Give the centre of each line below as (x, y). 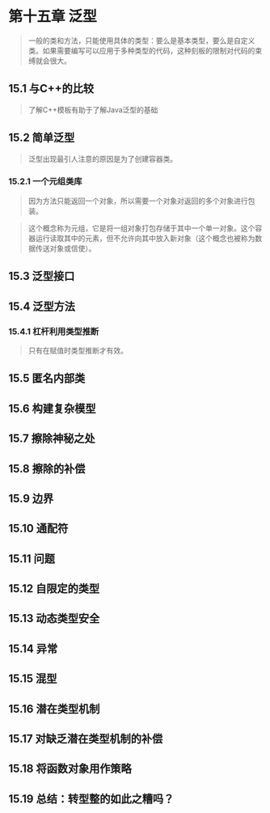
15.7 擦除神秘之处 (52, 439)
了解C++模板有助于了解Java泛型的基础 (93, 109)
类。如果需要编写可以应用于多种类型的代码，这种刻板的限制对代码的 (141, 50)
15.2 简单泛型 (42, 138)
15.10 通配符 (38, 529)
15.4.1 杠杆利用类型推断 (54, 331)
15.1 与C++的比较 (51, 89)
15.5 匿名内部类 (47, 378)
